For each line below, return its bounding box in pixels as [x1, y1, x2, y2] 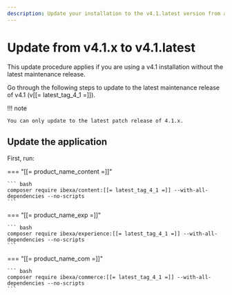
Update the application [7, 136, 108, 147]
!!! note [7, 104, 28, 112]
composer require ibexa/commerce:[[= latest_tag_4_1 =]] [7, 274, 175, 281]
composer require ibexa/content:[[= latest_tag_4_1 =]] [7, 187, 171, 194]
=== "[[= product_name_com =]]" [7, 254, 104, 263]
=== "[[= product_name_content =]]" [7, 167, 113, 176]
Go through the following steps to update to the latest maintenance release [7, 83, 220, 92]
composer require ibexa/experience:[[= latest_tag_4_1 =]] [7, 230, 181, 238]
